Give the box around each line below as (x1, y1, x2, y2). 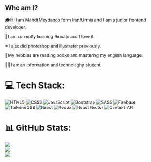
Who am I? (5, 4, 38, 12)
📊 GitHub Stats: (5, 122, 72, 133)
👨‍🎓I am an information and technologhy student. (5, 62, 102, 68)
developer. (5, 24, 27, 30)
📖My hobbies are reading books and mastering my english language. (5, 52, 143, 58)
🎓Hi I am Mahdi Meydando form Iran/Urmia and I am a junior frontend (5, 17, 146, 23)
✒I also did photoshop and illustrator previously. (5, 43, 101, 49)
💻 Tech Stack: (5, 80, 65, 90)
